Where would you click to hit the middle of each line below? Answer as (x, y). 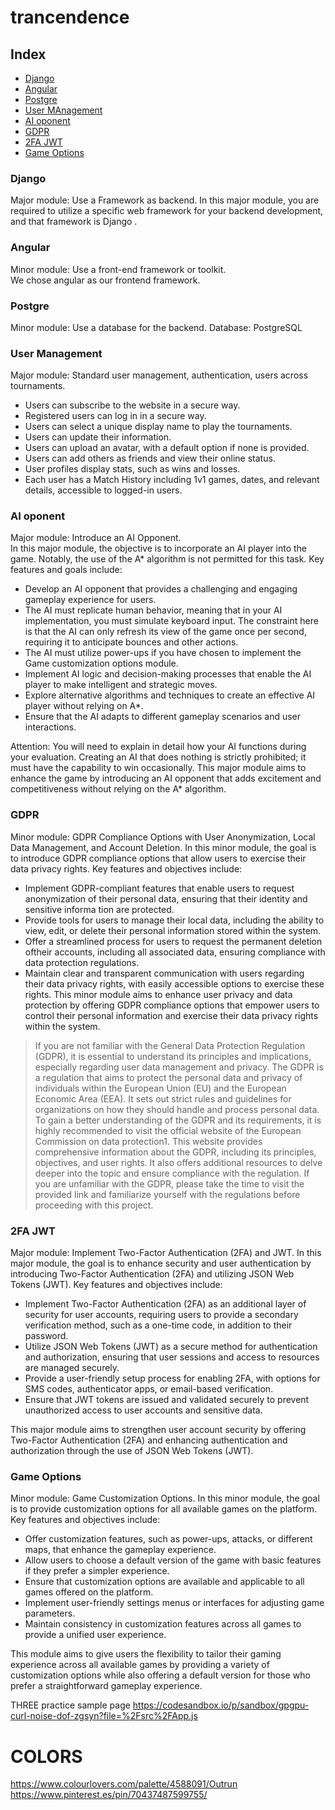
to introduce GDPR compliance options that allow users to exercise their (158, 858)
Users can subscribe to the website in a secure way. (132, 405)
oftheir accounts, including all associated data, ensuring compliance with (175, 952)
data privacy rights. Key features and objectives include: (126, 868)
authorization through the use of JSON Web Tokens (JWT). (132, 1451)
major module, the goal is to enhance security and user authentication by (161, 1263)
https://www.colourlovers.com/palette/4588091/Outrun (124, 1784)
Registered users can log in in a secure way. (115, 416)
